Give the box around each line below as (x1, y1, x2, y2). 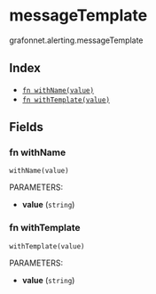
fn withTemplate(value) (21, 95, 111, 104)
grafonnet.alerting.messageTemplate (9, 35, 144, 45)
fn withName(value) (21, 86, 95, 94)
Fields (9, 119, 44, 135)
